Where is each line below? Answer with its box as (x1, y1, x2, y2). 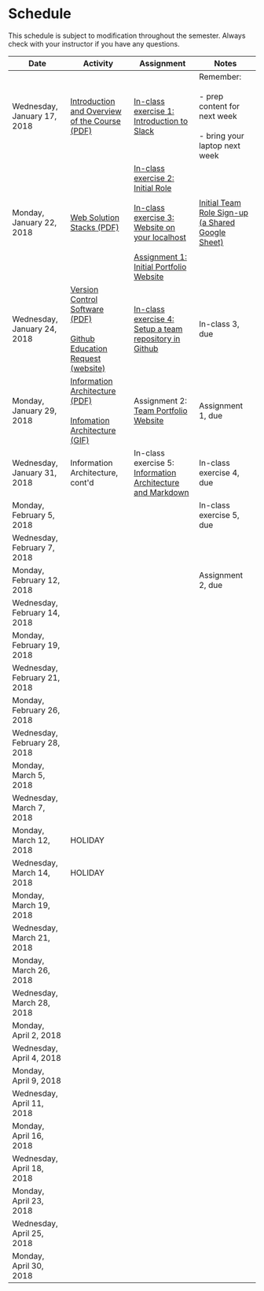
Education (70, 343, 108, 354)
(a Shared (199, 217, 236, 228)
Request (70, 352, 101, 363)
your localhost (133, 232, 187, 243)
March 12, (12, 835, 51, 846)
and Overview (70, 106, 122, 117)
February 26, (12, 705, 60, 716)
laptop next (199, 140, 241, 151)
